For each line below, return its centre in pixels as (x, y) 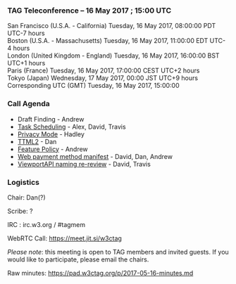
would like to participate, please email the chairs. (78, 259)
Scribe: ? (20, 211)
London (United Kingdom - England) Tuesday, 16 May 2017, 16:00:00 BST (113, 56)
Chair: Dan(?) (26, 197)
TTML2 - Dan (37, 141)
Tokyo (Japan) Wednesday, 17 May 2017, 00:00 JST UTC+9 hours (103, 78)
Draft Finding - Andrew (51, 119)
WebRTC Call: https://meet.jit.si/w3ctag (64, 238)
